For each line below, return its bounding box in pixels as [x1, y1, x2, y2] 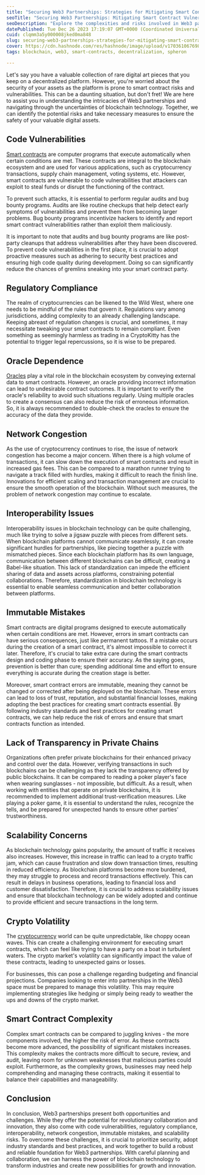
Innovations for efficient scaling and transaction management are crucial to [6, 478, 195, 485]
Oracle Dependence [6, 356, 84, 366]
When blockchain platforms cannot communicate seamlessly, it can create [6, 537, 193, 545]
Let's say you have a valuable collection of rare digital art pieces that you [6, 71, 190, 78]
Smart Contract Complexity [6, 1014, 113, 1024]
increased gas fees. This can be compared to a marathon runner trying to [6, 464, 191, 472]
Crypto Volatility [6, 916, 70, 927]
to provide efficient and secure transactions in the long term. [6, 898, 159, 906]
